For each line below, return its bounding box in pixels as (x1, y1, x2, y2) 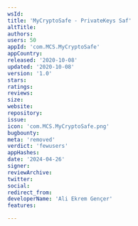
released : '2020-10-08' (7, 57, 78, 64)
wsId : (7, 10, 23, 18)
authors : (7, 30, 33, 38)
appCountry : (7, 50, 43, 58)
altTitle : (7, 23, 37, 31)
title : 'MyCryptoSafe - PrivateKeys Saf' (7, 17, 132, 24)
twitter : (7, 176, 33, 183)
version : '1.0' (7, 70, 53, 77)
